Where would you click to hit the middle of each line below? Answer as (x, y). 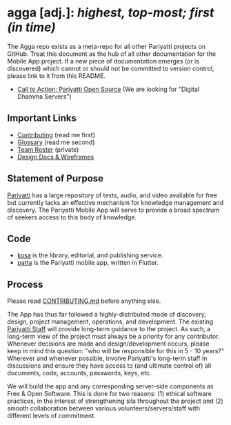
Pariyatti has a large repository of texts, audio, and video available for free (112, 195)
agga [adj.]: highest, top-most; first (111, 13)
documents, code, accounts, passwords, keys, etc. (79, 373)
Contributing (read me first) (56, 135)
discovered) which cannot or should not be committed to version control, (111, 68)
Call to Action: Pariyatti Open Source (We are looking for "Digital (108, 89)
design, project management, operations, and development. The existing (110, 322)
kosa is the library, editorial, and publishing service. (90, 255)
